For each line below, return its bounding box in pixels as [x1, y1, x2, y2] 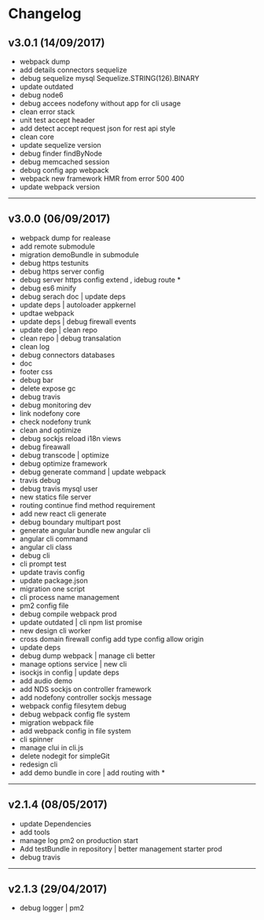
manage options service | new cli [19, 659, 127, 668]
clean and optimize [19, 425, 82, 435]
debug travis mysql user [19, 484, 98, 493]
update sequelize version [19, 141, 102, 149]
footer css [19, 366, 53, 376]
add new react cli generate [19, 509, 107, 518]
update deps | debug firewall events [19, 316, 137, 326]
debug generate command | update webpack [19, 467, 167, 477]
